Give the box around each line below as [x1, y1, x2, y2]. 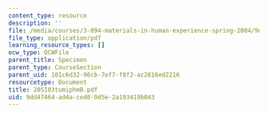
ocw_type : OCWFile [8, 49, 69, 56]
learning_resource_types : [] [8, 41, 105, 49]
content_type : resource [8, 11, 88, 20]
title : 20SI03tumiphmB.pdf [8, 85, 98, 94]
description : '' [8, 19, 62, 27]
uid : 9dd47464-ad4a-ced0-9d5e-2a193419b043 [8, 93, 156, 101]
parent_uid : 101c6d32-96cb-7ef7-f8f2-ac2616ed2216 [8, 71, 180, 79]
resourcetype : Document [8, 78, 88, 86]
